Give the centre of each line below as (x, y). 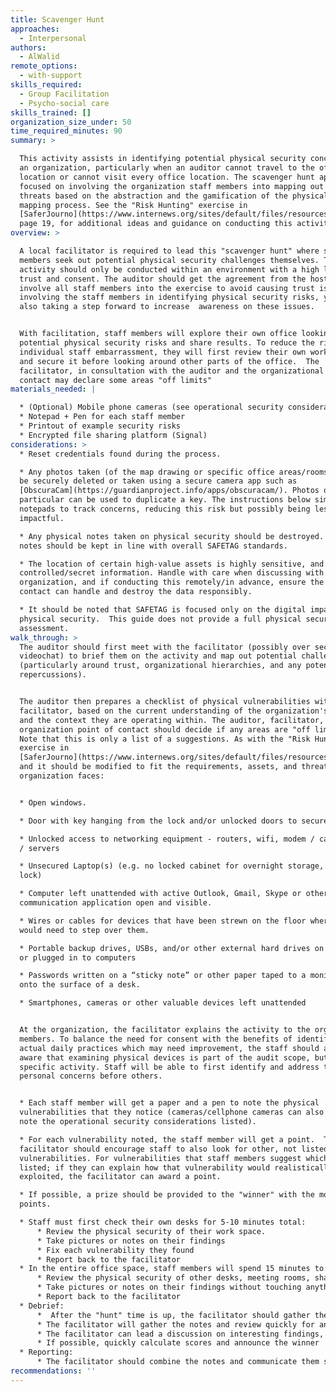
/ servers (39, 848)
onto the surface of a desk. (80, 985)
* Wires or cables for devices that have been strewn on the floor (163, 921)
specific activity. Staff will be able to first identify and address (169, 1067)
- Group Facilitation (64, 94)
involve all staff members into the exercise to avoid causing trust (167, 288)
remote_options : (44, 66)
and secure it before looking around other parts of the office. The (169, 361)
